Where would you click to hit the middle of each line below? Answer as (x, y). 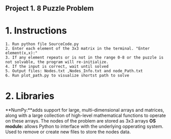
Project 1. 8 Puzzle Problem (49, 8)
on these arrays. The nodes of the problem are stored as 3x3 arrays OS (81, 121)
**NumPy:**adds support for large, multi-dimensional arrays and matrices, (85, 110)
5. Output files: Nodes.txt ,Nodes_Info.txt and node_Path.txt (74, 71)
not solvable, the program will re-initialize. (57, 62)
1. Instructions (36, 31)
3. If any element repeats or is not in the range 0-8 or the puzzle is (84, 58)
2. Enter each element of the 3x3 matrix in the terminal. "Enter (78, 49)
